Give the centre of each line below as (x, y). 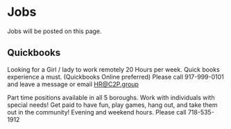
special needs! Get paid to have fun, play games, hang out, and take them (112, 105)
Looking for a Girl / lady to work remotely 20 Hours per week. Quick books (113, 69)
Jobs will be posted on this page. (54, 31)
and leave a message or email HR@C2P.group (73, 84)
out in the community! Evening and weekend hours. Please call (97, 112)
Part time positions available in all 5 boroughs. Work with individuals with (111, 97)
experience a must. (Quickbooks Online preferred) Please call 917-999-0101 (115, 77)
